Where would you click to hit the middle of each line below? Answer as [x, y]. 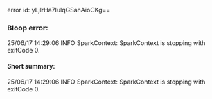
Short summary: [31, 66]
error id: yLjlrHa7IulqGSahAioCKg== [59, 10]
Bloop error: [28, 28]
